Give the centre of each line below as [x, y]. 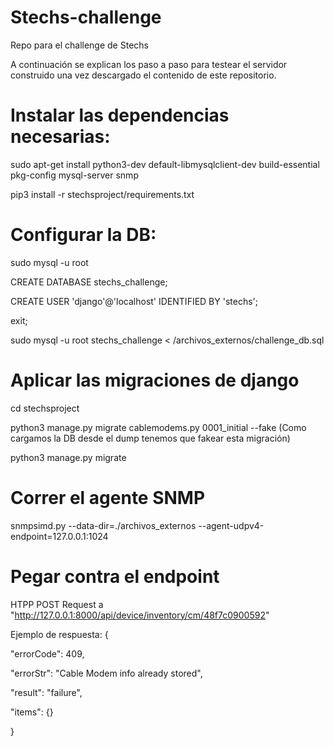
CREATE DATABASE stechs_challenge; [89, 282]
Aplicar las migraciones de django [155, 380]
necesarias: [60, 137]
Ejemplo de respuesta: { [59, 634]
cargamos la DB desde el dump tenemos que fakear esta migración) [150, 438]
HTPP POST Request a [57, 604]
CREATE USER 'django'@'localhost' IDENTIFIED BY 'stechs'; [134, 301]
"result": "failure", [46, 692]
